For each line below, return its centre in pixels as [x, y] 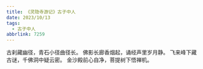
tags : [13, 23]
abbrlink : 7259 [26, 34]
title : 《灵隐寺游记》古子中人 [41, 12]
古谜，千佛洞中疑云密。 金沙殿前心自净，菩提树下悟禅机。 [79, 60]
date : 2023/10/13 [28, 18]
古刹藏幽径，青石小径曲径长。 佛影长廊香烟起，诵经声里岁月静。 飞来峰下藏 [102, 53]
